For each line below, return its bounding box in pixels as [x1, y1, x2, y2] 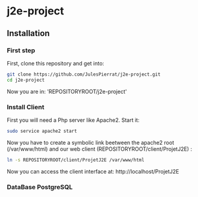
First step [7, 46, 36, 55]
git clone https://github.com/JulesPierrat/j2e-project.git [7, 71, 161, 77]
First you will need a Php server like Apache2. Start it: [7, 116, 140, 124]
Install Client [7, 103, 45, 111]
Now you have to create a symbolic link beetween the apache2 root [7, 139, 175, 146]
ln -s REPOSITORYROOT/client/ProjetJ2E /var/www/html [7, 157, 145, 163]
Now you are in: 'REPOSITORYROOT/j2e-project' [7, 88, 127, 95]
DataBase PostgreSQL [7, 183, 73, 191]
